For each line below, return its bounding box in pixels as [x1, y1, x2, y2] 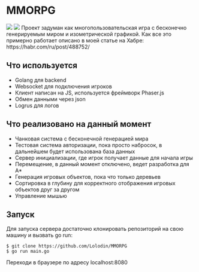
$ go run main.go [6, 249, 50, 255]
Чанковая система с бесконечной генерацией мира [14, 135, 149, 142]
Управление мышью [14, 192, 67, 199]
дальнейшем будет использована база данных [14, 148, 135, 155]
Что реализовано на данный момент [6, 119, 152, 129]
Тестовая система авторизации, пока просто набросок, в [14, 141, 162, 148]
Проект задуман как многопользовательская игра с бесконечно [20, 24, 187, 31]
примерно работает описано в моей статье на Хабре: [6, 36, 144, 44]
